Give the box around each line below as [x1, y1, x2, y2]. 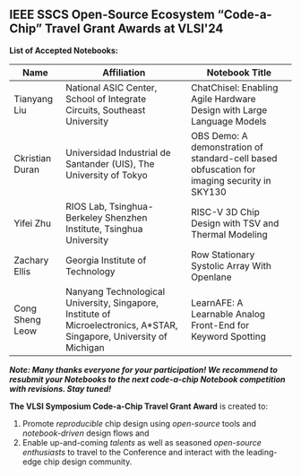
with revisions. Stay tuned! [9, 383, 112, 394]
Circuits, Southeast [65, 103, 146, 116]
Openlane [191, 271, 232, 283]
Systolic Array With [191, 259, 271, 272]
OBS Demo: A [191, 129, 248, 142]
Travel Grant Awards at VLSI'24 [44, 22, 224, 37]
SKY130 [191, 186, 227, 198]
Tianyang [13, 92, 54, 105]
